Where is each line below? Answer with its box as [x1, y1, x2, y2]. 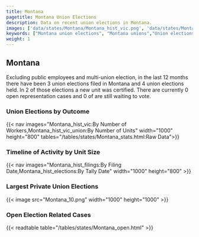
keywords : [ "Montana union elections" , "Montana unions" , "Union [6, 31, 168, 37]
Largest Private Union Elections [6, 183, 99, 191]
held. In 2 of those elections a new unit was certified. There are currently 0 [6, 86, 188, 93]
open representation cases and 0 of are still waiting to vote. [6, 92, 151, 99]
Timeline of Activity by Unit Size [6, 148, 101, 157]
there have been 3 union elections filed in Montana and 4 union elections [6, 80, 184, 87]
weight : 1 [6, 36, 31, 42]
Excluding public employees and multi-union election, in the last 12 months [6, 73, 188, 80]
